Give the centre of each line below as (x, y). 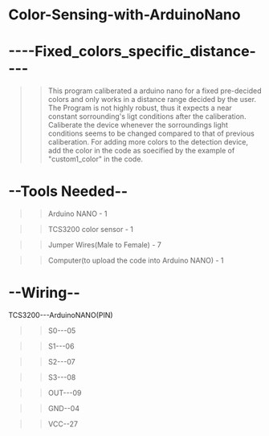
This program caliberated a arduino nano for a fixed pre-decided (155, 91)
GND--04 (64, 408)
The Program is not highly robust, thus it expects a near (140, 108)
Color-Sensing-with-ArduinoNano (124, 15)
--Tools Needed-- (68, 192)
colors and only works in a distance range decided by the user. (152, 100)
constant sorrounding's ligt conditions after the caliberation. (147, 116)
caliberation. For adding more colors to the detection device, (148, 142)
